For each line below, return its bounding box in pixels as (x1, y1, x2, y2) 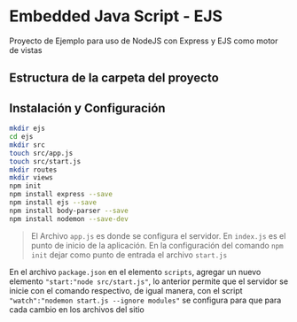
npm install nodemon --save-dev (9, 214, 129, 223)
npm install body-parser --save (9, 206, 129, 215)
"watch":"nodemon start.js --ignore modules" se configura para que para (9, 295, 282, 305)
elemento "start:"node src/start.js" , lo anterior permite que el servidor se (9, 276, 289, 287)
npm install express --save (9, 190, 113, 199)
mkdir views (9, 173, 53, 182)
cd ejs (9, 133, 34, 142)
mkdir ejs (9, 124, 46, 134)
